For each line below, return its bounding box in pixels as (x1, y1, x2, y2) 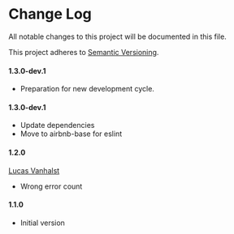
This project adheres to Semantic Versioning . (8, 47, 159, 57)
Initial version (19, 218, 65, 228)
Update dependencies (19, 121, 95, 130)
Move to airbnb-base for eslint (19, 129, 123, 138)
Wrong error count (19, 181, 83, 191)
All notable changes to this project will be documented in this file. (8, 32, 227, 41)
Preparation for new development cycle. (19, 84, 154, 94)
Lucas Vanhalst (8, 165, 60, 175)
